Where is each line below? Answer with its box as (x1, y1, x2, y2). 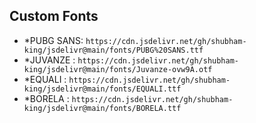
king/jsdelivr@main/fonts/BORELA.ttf (23, 103, 182, 113)
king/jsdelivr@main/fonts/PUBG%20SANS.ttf (23, 45, 204, 55)
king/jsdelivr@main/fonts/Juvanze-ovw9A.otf (23, 64, 213, 74)
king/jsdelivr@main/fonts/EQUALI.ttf (23, 84, 182, 94)
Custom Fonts (9, 8, 99, 25)
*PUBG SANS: (23, 34, 84, 46)
